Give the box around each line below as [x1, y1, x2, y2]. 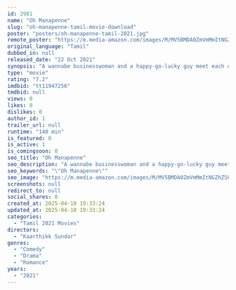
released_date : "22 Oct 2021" [7, 56, 96, 63]
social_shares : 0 [7, 194, 58, 201]
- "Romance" [13, 259, 49, 266]
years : [7, 265, 27, 272]
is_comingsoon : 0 [7, 148, 58, 155]
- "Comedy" [13, 246, 46, 253]
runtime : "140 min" [7, 128, 65, 135]
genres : [7, 239, 30, 246]
